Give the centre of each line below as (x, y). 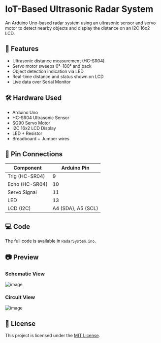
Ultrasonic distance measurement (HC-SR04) (58, 61)
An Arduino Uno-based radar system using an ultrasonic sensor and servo (80, 23)
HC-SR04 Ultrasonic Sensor (41, 118)
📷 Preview (22, 257)
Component (28, 168)
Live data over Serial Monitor (41, 82)
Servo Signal (22, 192)
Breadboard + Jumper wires (41, 138)
